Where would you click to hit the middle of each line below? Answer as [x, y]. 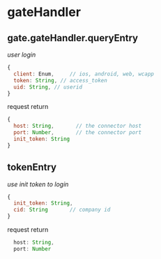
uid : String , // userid [48, 87]
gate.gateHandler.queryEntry [73, 38]
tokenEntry [32, 167]
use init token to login [38, 184]
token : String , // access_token [61, 80]
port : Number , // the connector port [77, 133]
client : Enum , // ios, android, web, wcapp [84, 74]
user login [22, 54]
